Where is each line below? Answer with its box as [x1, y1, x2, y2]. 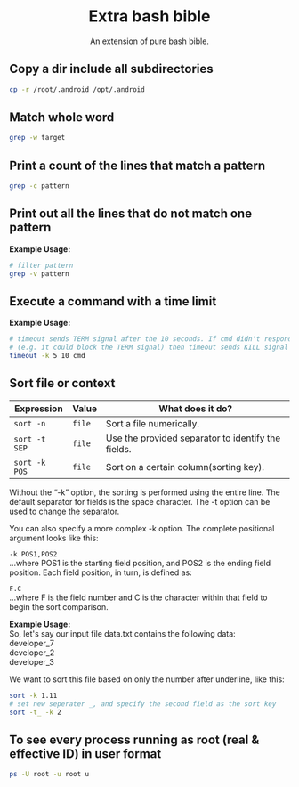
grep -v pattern [9, 269, 69, 278]
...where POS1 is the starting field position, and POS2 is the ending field [9, 557, 271, 568]
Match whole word [9, 110, 115, 126]
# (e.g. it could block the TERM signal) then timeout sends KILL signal [9, 343, 289, 353]
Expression [14, 402, 64, 415]
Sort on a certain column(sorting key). [105, 460, 265, 473]
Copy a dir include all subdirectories [9, 61, 214, 77]
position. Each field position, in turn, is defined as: [9, 567, 193, 578]
